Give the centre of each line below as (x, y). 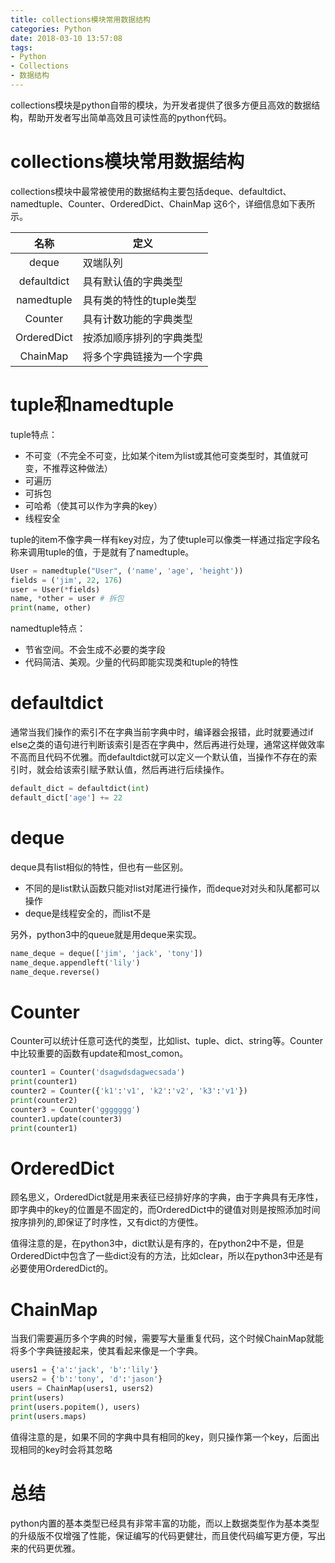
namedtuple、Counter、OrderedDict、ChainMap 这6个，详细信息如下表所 (163, 203)
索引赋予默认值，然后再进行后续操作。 (150, 770)
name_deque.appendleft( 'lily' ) (75, 962)
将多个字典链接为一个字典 (142, 356)
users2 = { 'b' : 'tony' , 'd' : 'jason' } (86, 1379)
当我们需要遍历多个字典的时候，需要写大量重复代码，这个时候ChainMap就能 (167, 1338)
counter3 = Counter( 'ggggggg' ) (75, 1109)
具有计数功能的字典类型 (137, 319)
